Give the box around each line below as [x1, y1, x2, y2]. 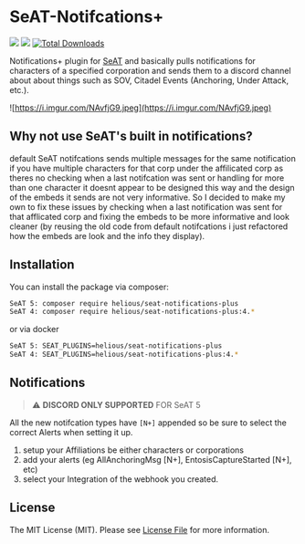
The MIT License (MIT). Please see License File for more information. [9, 524, 269, 535]
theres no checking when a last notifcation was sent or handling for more [9, 172, 285, 183]
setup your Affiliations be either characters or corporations [22, 445, 245, 455]
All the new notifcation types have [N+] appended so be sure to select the [9, 417, 288, 428]
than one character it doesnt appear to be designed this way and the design [9, 182, 295, 193]
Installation [9, 257, 75, 273]
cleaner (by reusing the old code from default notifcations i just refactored [9, 221, 289, 232]
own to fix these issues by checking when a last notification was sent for [9, 201, 283, 212]
